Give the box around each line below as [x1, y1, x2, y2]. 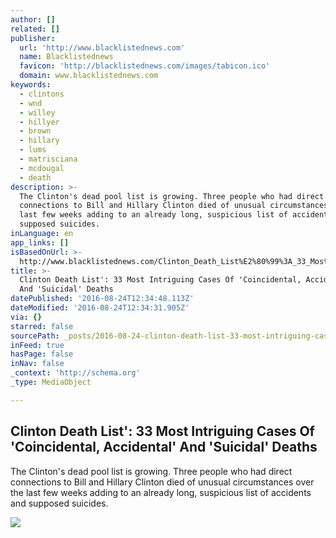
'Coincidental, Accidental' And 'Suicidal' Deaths [10, 439, 318, 456]
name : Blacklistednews [19, 52, 114, 62]
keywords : [10, 80, 52, 90]
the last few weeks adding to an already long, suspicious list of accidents [10, 486, 312, 498]
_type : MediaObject [10, 377, 92, 387]
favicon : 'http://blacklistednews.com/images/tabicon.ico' [19, 61, 271, 71]
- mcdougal [19, 163, 65, 173]
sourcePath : [10, 331, 60, 341]
